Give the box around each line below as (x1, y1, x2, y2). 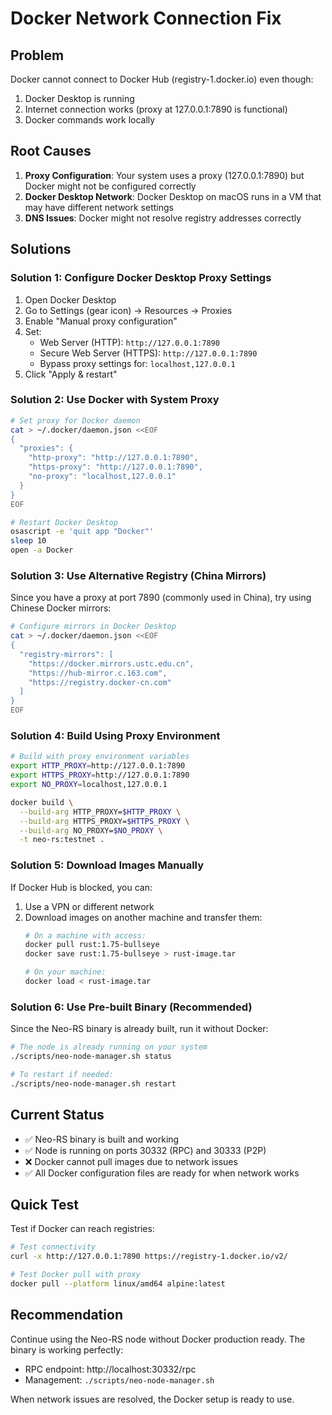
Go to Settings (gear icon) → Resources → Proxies (24, 304, 233, 316)
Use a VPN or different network (24, 900, 155, 912)
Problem (10, 47, 65, 64)
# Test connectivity (10, 1242, 97, 1252)
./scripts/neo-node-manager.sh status (10, 1052, 172, 1062)
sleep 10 (10, 536, 47, 546)
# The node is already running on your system (10, 1042, 208, 1052)
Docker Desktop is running (24, 93, 135, 104)
